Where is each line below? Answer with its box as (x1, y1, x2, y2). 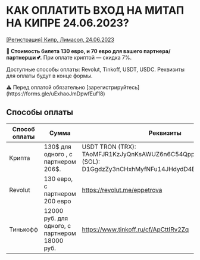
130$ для (43, 143, 71, 151)
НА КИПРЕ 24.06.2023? (6, 16, 129, 30)
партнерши (6, 54, 36, 61)
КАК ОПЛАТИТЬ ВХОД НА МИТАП (6, 4, 185, 17)
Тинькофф (9, 225, 39, 233)
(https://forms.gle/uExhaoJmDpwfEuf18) (6, 90, 105, 97)
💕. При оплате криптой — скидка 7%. (36, 54, 132, 61)
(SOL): (82, 157, 100, 166)
